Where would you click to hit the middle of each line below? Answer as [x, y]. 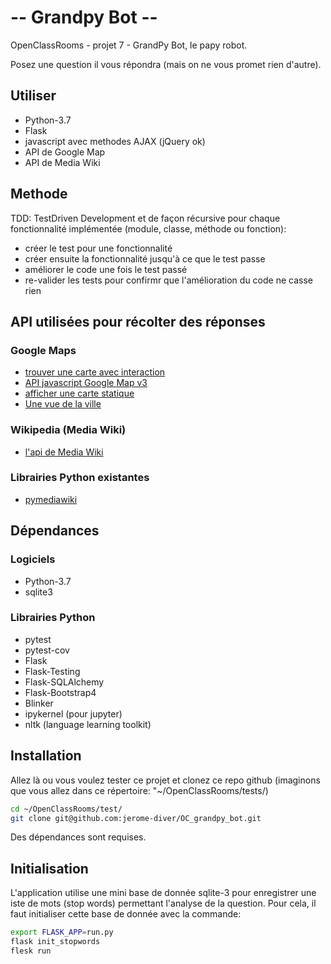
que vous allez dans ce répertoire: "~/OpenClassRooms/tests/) [139, 790]
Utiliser [33, 96]
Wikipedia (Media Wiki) [68, 430]
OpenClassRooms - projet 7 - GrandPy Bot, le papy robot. [129, 45]
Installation [46, 756]
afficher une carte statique [79, 393]
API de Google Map [65, 152]
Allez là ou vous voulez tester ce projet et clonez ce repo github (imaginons [165, 780]
